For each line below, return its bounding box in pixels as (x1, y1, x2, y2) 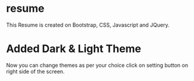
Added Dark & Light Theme (6, 42, 141, 56)
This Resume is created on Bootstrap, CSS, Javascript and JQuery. (6, 21, 170, 28)
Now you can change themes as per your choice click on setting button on (6, 61, 189, 69)
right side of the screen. (6, 67, 65, 75)
